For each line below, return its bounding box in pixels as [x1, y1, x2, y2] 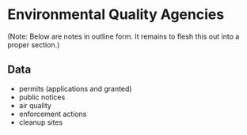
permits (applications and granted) [18, 84, 132, 93]
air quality [18, 100, 52, 110]
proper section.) [7, 39, 60, 49]
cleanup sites [18, 117, 63, 127]
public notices [18, 92, 66, 102]
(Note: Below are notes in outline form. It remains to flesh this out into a [7, 32, 240, 41]
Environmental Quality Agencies [7, 6, 225, 24]
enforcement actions [18, 109, 87, 118]
